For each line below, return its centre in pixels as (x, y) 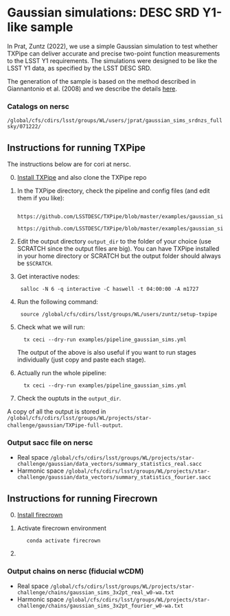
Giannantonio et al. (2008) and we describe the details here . (92, 88)
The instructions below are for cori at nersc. (69, 164)
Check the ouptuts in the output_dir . (69, 399)
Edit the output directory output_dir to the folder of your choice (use (114, 241)
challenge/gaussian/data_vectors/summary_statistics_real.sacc (110, 464)
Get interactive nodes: (48, 276)
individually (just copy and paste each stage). (81, 360)
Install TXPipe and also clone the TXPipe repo (82, 178)
